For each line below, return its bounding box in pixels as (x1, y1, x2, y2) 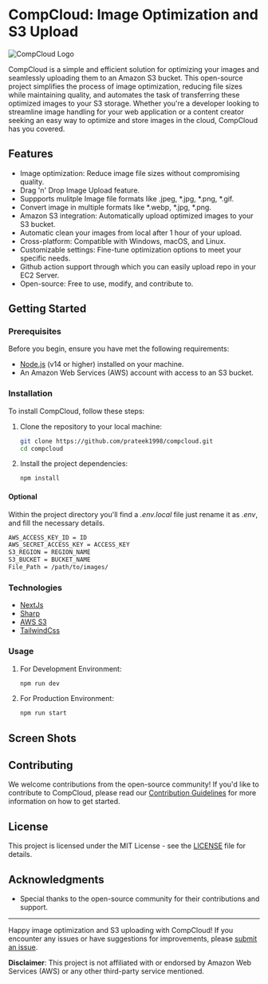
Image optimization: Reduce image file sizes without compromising (19, 168, 240, 177)
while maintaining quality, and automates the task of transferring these (8, 90, 240, 99)
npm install (19, 474, 60, 483)
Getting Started (8, 302, 87, 316)
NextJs (19, 600, 44, 610)
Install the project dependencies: (19, 459, 128, 468)
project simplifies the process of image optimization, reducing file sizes (8, 82, 243, 91)
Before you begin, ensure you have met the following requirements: (8, 344, 230, 353)
